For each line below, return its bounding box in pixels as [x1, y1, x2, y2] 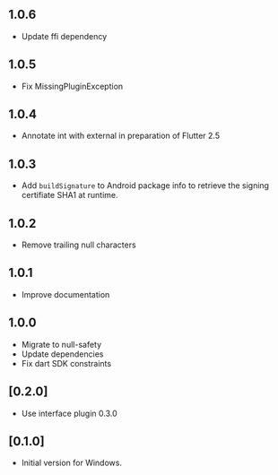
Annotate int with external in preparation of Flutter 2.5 [21, 130, 221, 142]
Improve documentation [21, 289, 110, 299]
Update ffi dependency [21, 30, 108, 41]
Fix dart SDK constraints [21, 358, 112, 368]
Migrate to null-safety [21, 339, 102, 350]
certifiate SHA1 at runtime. [21, 190, 118, 201]
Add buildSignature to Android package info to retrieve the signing [21, 180, 270, 191]
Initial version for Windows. [21, 457, 123, 469]
